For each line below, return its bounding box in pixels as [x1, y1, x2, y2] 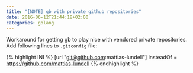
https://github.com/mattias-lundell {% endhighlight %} [6, 60, 139, 67]
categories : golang [6, 20, 54, 26]
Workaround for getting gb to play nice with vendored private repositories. [6, 36, 188, 43]
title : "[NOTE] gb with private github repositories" [6, 8, 142, 15]
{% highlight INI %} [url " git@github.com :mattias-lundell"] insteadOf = [6, 54, 178, 61]
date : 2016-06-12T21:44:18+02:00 [6, 14, 89, 20]
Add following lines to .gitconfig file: [6, 42, 98, 49]
